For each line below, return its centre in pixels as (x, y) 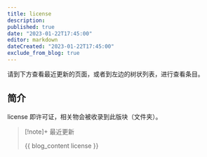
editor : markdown (33, 40)
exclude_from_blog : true (44, 54)
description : (26, 20)
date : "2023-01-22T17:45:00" (50, 33)
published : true (31, 27)
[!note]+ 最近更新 (49, 132)
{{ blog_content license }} (61, 146)
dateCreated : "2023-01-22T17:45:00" (61, 46)
